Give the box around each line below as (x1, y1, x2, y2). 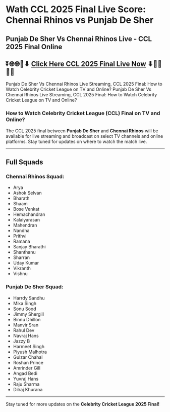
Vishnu (13, 271, 28, 277)
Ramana (13, 238, 30, 244)
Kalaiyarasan (13, 217, 40, 223)
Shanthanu (13, 249, 36, 255)
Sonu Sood (13, 306, 37, 312)
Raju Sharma (13, 381, 40, 387)
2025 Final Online (6, 42, 63, 51)
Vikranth (13, 265, 31, 272)
